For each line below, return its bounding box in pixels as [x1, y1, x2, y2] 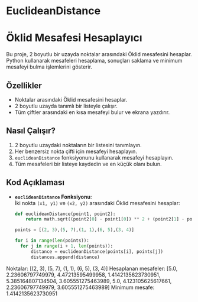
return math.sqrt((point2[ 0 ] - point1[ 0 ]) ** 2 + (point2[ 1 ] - [25, 216, 185, 222]
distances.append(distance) [30, 254, 100, 260]
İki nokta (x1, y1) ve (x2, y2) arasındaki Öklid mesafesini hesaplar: [14, 199, 180, 206]
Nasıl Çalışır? [6, 126, 56, 136]
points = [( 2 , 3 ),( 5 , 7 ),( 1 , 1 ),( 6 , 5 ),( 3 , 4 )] [14, 227, 135, 233]
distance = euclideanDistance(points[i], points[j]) [30, 248, 164, 255]
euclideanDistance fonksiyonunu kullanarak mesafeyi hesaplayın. [14, 154, 174, 161]
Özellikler [6, 80, 43, 90]
